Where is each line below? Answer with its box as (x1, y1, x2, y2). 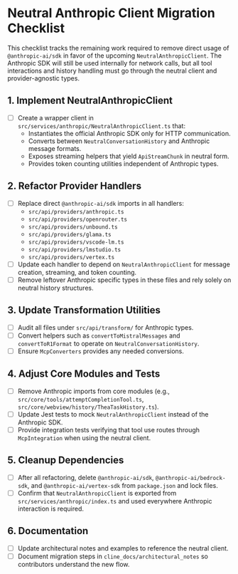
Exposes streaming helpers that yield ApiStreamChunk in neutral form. (28, 152, 229, 160)
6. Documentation (7, 525, 89, 537)
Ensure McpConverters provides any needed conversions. (17, 347, 185, 355)
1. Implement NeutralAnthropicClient (7, 95, 173, 107)
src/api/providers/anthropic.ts (28, 208, 124, 215)
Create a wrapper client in (17, 113, 94, 122)
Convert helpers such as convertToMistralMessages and (17, 331, 180, 340)
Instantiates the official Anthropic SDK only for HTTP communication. (28, 129, 231, 137)
